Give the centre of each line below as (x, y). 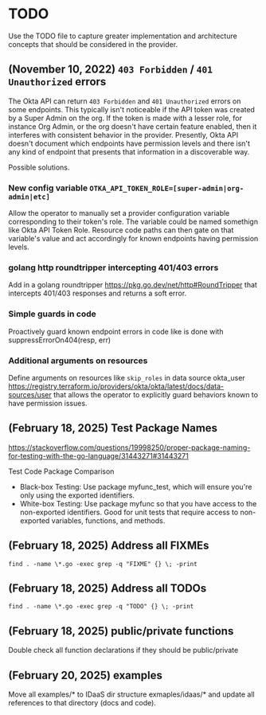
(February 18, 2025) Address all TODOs (108, 588)
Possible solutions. (39, 167)
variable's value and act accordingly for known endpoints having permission (133, 239)
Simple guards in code (53, 314)
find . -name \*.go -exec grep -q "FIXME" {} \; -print (103, 564)
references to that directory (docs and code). (82, 703)
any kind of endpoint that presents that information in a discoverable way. (129, 151)
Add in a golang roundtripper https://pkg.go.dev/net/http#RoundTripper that (133, 285)
